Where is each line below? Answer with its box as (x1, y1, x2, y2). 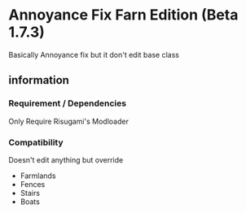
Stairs (20, 188, 41, 198)
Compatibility (8, 137, 64, 148)
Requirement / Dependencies (8, 98, 127, 109)
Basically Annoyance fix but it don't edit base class (8, 50, 179, 59)
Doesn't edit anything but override (8, 154, 124, 164)
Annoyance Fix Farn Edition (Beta (8, 6, 239, 24)
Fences (20, 179, 46, 189)
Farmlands (20, 171, 56, 180)
